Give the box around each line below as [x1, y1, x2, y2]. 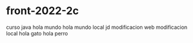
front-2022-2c [6, 4, 79, 18]
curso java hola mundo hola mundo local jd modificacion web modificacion [6, 24, 188, 31]
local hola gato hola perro [6, 29, 68, 37]
